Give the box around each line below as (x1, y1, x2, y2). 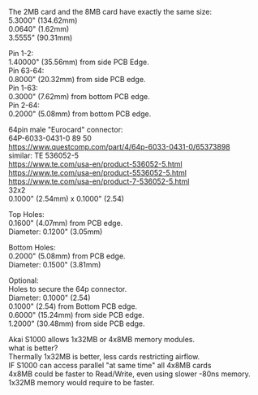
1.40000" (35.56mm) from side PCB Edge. (8, 57, 149, 67)
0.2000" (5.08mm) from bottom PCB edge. (8, 109, 152, 119)
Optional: (8, 276, 39, 285)
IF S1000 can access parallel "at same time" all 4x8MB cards (8, 361, 212, 370)
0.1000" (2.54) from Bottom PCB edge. (8, 302, 138, 311)
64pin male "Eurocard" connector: (8, 125, 123, 134)
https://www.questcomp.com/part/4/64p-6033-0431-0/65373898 (8, 142, 230, 151)
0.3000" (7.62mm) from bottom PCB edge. (8, 92, 150, 101)
